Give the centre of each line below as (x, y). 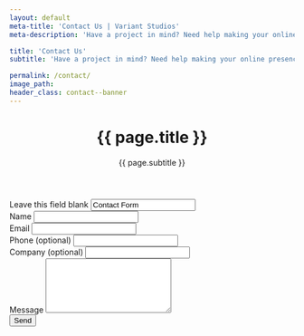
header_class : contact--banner (68, 92)
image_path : (32, 84)
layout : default (40, 18)
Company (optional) (47, 252)
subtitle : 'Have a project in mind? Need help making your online (137, 60)
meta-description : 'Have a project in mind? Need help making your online (153, 34)
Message (27, 310)
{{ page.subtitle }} (152, 162)
